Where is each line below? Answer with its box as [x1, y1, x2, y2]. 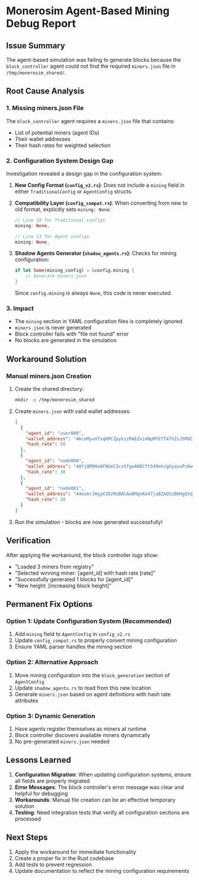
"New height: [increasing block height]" [14, 582, 111, 589]
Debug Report [6, 17, 76, 30]
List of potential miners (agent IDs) [14, 129, 99, 136]
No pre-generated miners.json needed [14, 738, 110, 745]
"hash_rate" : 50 [25, 441, 66, 447]
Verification [6, 535, 51, 546]
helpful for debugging [14, 790, 68, 797]
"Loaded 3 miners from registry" [14, 563, 94, 570]
